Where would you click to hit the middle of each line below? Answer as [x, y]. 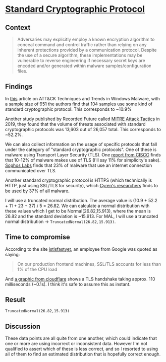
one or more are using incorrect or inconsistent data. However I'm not [76, 344]
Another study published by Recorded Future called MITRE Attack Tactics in [83, 119]
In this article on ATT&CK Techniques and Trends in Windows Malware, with [83, 98]
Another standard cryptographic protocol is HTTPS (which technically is [79, 180]
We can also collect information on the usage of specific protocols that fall [81, 144]
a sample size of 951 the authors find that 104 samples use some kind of [79, 104]
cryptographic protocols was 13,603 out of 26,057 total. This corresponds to [83, 129]
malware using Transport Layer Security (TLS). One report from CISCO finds [83, 154]
